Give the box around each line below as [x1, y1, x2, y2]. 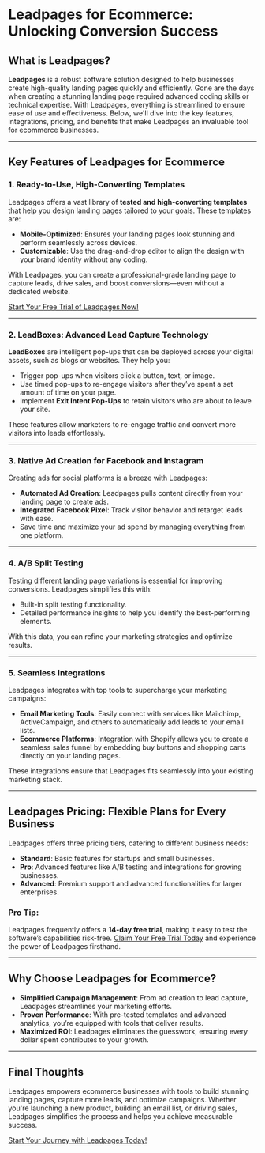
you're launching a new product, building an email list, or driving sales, [8, 1103, 238, 1113]
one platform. [19, 531, 64, 540]
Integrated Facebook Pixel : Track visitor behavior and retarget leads [19, 505, 243, 515]
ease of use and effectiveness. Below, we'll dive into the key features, [8, 108, 235, 118]
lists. [19, 725, 35, 735]
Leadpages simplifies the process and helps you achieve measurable [8, 1111, 233, 1121]
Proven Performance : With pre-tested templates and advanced [19, 1010, 226, 1019]
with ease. [19, 514, 54, 524]
